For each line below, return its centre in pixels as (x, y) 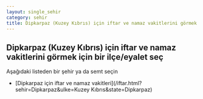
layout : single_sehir (34, 12)
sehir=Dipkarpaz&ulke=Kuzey (52, 90)
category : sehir (27, 18)
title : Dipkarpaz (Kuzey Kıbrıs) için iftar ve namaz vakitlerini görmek (102, 23)
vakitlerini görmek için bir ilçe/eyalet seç (85, 57)
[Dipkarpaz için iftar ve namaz (53, 83)
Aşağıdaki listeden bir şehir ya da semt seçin (62, 72)
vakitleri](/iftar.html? (117, 83)
